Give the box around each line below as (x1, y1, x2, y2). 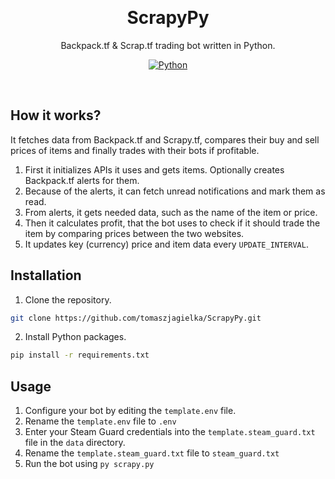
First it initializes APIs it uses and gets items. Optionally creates (24, 163, 285, 176)
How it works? (10, 107, 102, 124)
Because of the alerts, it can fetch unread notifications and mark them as (24, 185, 326, 197)
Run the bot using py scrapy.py (24, 458, 155, 470)
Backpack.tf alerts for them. (24, 174, 140, 186)
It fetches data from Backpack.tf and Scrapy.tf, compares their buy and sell (10, 133, 320, 146)
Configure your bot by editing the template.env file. (24, 405, 237, 417)
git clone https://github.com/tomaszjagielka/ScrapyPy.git (10, 313, 262, 323)
